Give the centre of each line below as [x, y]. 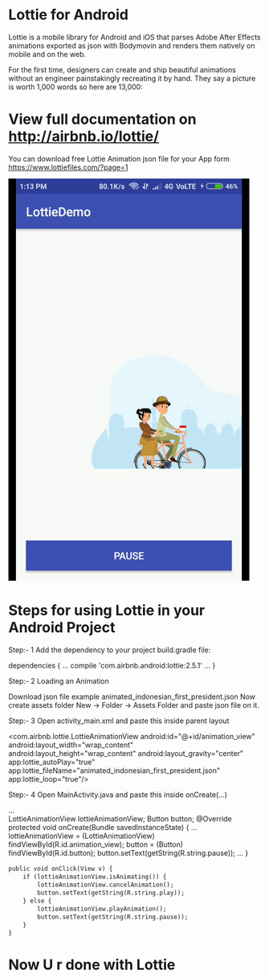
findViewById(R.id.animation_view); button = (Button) [96, 844]
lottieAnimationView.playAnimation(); [102, 909]
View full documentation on [102, 119]
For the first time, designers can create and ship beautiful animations [122, 69]
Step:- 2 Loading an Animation [59, 680]
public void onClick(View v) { [61, 869]
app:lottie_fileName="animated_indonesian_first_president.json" [114, 770]
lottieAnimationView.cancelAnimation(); [106, 885]
